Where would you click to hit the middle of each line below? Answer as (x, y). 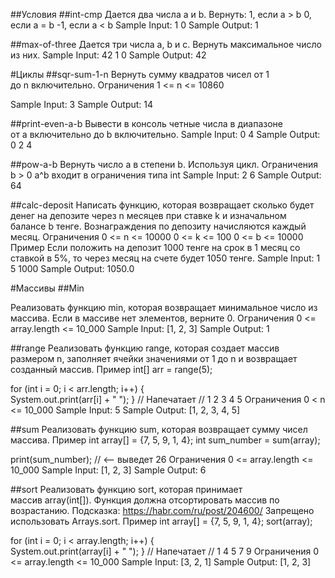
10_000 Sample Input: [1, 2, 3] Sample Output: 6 (108, 470)
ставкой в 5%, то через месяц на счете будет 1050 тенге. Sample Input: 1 (165, 258)
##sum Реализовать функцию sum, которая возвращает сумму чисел (159, 429)
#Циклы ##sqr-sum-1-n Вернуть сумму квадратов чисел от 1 (140, 74)
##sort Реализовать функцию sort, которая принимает (126, 489)
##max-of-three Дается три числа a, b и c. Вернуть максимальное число (166, 44)
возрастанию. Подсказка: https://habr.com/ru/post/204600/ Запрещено (162, 510)
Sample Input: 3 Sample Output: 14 (82, 104)
